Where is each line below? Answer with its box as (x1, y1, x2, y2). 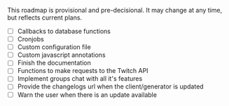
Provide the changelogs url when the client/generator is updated (17, 82, 204, 91)
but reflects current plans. (7, 13, 83, 22)
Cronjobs (17, 35, 44, 44)
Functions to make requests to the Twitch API (17, 67, 148, 75)
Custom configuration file (17, 43, 91, 51)
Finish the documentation (17, 59, 91, 67)
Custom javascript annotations (17, 51, 106, 59)
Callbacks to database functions (17, 27, 111, 35)
